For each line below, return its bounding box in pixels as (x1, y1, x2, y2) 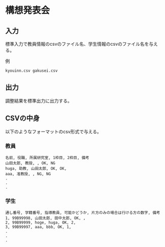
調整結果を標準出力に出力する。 (5, 98, 72, 104)
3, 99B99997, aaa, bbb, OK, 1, (5, 225, 72, 230)
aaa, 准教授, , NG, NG (5, 171, 51, 176)
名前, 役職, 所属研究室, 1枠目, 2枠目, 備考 (5, 155, 90, 160)
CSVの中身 (5, 114, 40, 122)
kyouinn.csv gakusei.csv (5, 68, 58, 73)
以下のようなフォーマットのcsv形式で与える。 (5, 128, 102, 135)
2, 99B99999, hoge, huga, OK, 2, (5, 220, 76, 225)
